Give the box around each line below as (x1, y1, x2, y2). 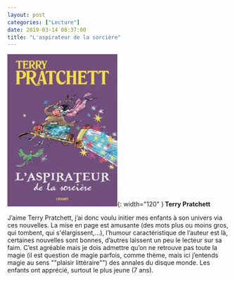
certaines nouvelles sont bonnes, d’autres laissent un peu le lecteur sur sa (7, 236, 222, 244)
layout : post (7, 11, 46, 18)
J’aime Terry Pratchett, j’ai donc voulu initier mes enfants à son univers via (7, 213, 223, 222)
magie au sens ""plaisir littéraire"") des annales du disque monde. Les (7, 258, 210, 267)
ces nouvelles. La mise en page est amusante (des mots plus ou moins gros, (7, 221, 229, 230)
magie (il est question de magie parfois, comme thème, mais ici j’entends (7, 251, 219, 260)
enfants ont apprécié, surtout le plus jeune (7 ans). (7, 266, 153, 275)
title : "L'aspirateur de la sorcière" (7, 34, 121, 41)
